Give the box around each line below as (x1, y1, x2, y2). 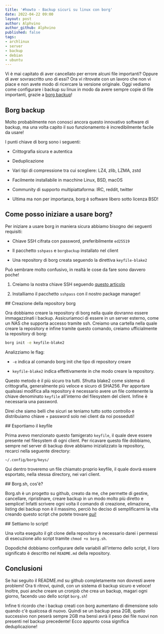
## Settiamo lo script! (5, 521, 48, 526)
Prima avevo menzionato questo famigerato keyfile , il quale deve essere (5, 432, 152, 438)
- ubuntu (5, 57, 23, 62)
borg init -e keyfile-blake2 (5, 340, 65, 345)
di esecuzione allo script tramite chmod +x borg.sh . (5, 535, 107, 541)
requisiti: (5, 228, 23, 234)
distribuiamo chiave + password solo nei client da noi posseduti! (5, 413, 135, 419)
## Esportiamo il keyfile (5, 423, 53, 429)
